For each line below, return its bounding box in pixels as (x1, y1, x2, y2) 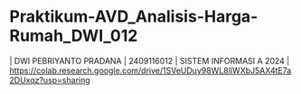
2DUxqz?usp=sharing (9, 74, 90, 85)
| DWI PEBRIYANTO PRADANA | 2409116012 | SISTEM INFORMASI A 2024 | (9, 55, 290, 66)
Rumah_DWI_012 (9, 25, 138, 46)
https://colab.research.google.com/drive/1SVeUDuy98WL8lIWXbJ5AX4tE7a (9, 65, 292, 76)
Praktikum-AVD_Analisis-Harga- (9, 6, 259, 27)
